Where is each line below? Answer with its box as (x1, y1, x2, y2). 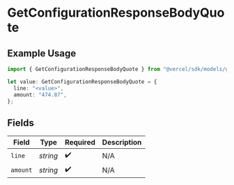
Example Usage (7, 47, 77, 59)
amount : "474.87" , (13, 91, 68, 98)
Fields (7, 117, 35, 129)
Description (102, 138, 142, 147)
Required (65, 138, 96, 147)
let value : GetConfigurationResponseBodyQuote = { (7, 78, 157, 85)
